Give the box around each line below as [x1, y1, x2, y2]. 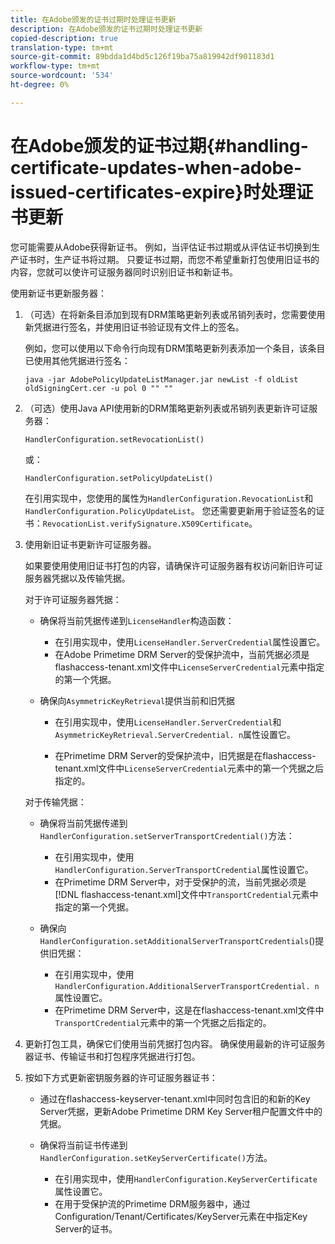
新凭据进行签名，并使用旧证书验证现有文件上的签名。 [24, 321, 245, 333]
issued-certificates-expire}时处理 [10, 181, 297, 203]
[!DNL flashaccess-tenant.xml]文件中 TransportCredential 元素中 [54, 888, 319, 900]
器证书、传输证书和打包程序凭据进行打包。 [24, 1050, 201, 1062]
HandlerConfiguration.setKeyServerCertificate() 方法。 [39, 1151, 273, 1163]
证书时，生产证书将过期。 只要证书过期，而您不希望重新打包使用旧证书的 [18, 253, 320, 265]
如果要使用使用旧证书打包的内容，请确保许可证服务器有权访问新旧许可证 [24, 559, 323, 571]
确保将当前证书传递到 [39, 1139, 128, 1151]
